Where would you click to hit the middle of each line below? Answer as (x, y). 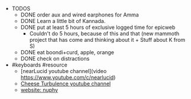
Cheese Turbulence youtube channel (66, 84)
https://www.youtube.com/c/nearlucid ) (68, 77)
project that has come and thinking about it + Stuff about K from (107, 40)
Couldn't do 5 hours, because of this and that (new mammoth (104, 34)
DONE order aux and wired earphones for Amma (80, 15)
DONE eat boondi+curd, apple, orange (67, 52)
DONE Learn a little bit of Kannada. (63, 21)
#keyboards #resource (40, 65)
